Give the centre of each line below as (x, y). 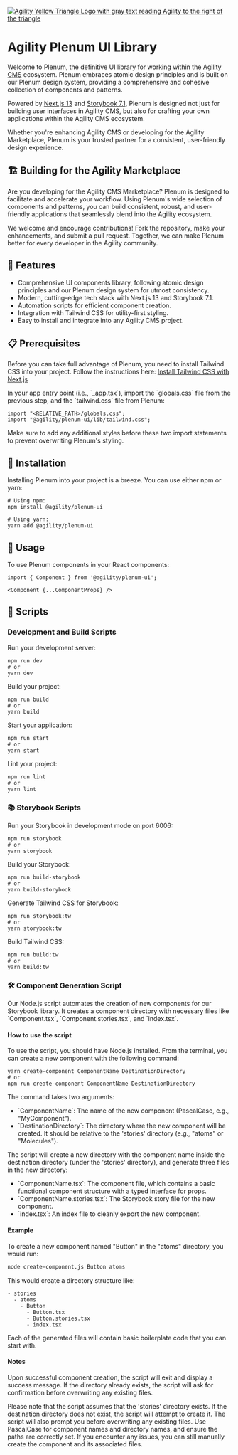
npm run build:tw (33, 954)
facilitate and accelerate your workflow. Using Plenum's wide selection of (115, 199)
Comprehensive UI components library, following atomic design (110, 282)
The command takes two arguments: (61, 1097)
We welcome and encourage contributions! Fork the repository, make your (116, 228)
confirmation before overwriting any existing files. (80, 1392)
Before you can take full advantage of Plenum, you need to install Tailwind (116, 364)
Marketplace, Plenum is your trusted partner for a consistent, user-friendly (117, 139)
